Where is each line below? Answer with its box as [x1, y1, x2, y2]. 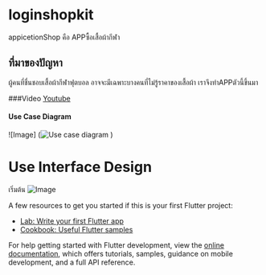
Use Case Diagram [8, 112, 72, 121]
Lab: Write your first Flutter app [19, 215, 125, 226]
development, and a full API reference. [8, 257, 136, 267]
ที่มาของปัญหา [8, 56, 63, 70]
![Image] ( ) [8, 129, 114, 139]
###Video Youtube [8, 93, 71, 103]
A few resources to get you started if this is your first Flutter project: [8, 200, 233, 210]
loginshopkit [8, 6, 94, 24]
